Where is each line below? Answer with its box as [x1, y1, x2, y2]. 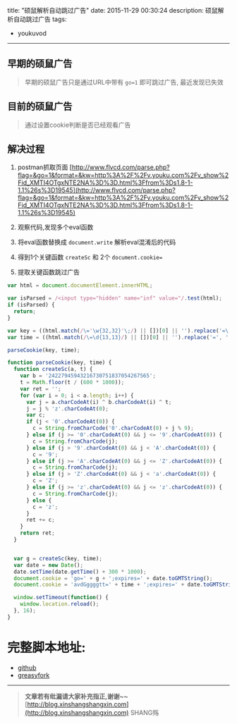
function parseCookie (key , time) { [7, 359, 112, 367]
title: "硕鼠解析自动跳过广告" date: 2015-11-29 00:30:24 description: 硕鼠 [7, 6, 218, 14]
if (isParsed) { [7, 302, 55, 309]
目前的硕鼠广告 [7, 101, 73, 113]
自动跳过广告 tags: [13, 15, 67, 23]
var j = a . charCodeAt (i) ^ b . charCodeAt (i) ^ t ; [25, 398, 172, 405]
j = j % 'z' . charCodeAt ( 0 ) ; [25, 405, 109, 412]
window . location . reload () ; [20, 601, 99, 608]
